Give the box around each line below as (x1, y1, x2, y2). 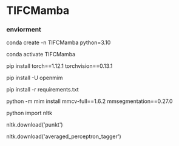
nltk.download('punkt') (6, 121, 63, 128)
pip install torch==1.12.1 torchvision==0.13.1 (6, 62, 113, 70)
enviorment (6, 25, 41, 34)
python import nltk (6, 110, 53, 117)
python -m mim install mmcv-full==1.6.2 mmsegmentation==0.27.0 (6, 98, 173, 105)
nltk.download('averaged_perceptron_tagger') (6, 133, 121, 140)
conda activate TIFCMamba (6, 51, 76, 58)
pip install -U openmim (6, 74, 63, 82)
